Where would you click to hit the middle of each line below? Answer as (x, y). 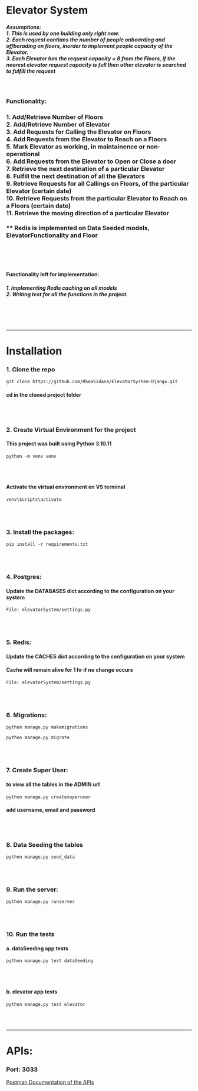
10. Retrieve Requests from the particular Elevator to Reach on (97, 198)
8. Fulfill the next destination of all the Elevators (76, 176)
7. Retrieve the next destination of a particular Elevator (85, 169)
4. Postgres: (24, 577)
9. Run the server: (32, 889)
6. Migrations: (27, 715)
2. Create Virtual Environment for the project (71, 429)
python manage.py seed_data (41, 857)
